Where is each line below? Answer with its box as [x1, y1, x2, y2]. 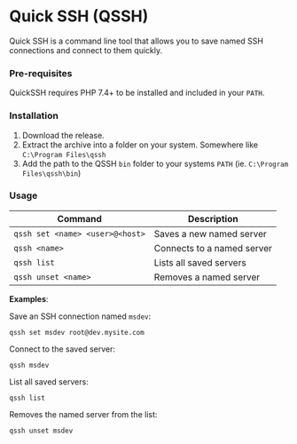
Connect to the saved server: [9, 344, 115, 354]
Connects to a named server [153, 242, 273, 254]
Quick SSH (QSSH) [9, 6, 149, 27]
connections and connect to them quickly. [9, 44, 162, 55]
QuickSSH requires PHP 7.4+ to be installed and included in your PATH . [9, 87, 265, 99]
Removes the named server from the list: [9, 408, 158, 419]
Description [187, 212, 238, 225]
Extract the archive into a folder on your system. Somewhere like [21, 139, 259, 150]
